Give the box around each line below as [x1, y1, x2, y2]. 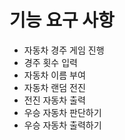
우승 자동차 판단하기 [23, 106, 102, 118]
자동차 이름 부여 [23, 69, 86, 81]
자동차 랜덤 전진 [23, 81, 86, 93]
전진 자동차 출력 [23, 94, 86, 106]
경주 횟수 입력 [23, 56, 78, 68]
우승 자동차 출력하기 [23, 119, 102, 131]
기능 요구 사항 [9, 9, 115, 32]
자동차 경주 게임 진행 [23, 44, 105, 56]
